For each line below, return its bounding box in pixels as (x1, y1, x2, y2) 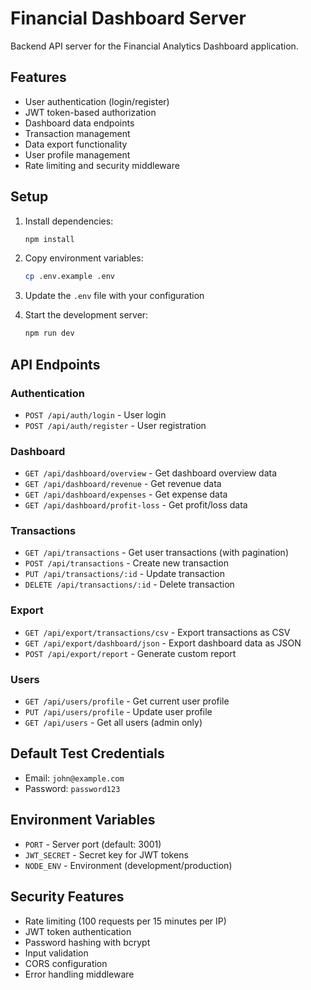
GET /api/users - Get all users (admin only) (24, 717, 203, 729)
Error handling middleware (24, 968, 135, 980)
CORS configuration (24, 957, 108, 969)
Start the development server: (24, 309, 149, 321)
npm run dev (24, 328, 75, 339)
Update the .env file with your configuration (24, 290, 205, 302)
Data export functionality (24, 138, 128, 150)
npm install (24, 234, 75, 244)
